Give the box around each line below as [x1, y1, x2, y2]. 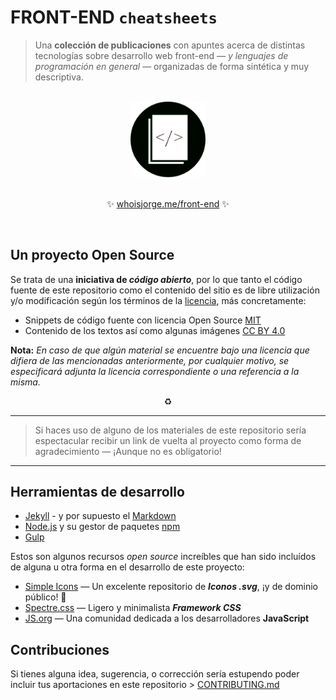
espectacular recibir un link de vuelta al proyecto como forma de [34, 434, 302, 446]
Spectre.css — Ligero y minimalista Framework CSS [24, 602, 242, 614]
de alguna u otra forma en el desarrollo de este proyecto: [10, 561, 245, 573]
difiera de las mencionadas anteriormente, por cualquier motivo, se [10, 354, 290, 366]
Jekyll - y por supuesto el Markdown [24, 510, 177, 522]
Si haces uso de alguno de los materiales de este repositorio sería [34, 424, 307, 436]
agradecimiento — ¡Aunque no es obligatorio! [34, 445, 222, 457]
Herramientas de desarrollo [10, 483, 185, 500]
